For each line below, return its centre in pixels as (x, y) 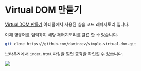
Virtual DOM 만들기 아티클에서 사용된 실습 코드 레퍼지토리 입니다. (67, 24)
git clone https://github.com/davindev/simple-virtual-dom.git (71, 44)
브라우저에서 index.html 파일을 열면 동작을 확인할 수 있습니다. (64, 53)
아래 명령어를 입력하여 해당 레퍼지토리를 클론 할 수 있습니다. (62, 35)
